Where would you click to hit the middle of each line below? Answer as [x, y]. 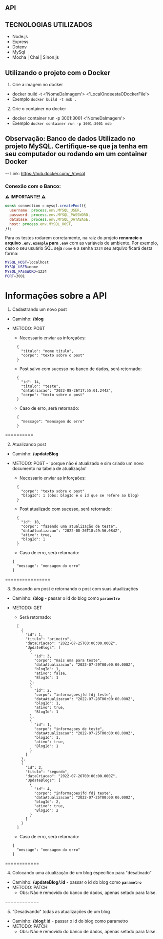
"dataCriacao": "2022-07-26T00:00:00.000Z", [71, 776]
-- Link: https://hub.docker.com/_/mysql [45, 173]
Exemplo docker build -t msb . [44, 99]
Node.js [20, 37]
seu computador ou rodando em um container [76, 154]
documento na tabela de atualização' [49, 468]
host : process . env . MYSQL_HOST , [41, 224]
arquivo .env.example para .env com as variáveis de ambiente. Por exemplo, [82, 243]
